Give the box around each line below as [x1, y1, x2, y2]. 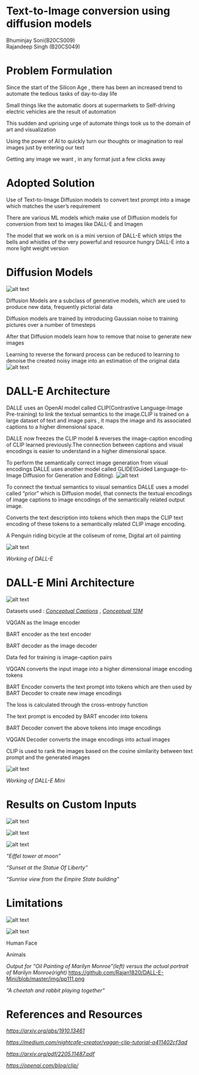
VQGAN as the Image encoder [6, 618, 81, 626]
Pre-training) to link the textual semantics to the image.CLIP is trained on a [6, 411, 189, 418]
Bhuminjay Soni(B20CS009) [6, 36, 75, 44]
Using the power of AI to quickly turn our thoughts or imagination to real [6, 137, 183, 145]
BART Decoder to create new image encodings [6, 689, 122, 697]
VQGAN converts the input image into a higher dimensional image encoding [6, 665, 192, 672]
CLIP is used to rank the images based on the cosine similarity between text [6, 747, 193, 754]
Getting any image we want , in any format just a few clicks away [6, 155, 166, 163]
